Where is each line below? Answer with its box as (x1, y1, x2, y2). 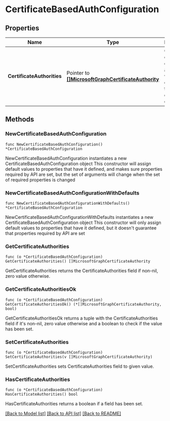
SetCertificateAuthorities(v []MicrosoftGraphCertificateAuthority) (5, 354, 153, 359)
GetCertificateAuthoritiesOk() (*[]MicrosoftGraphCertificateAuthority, (5, 301, 162, 307)
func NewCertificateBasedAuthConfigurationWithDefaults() (5, 201, 130, 206)
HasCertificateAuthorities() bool (5, 392, 78, 397)
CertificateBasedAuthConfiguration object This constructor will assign (5, 161, 151, 167)
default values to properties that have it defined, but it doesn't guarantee (5, 224, 157, 231)
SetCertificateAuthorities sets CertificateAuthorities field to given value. (5, 363, 154, 369)
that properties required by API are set (5, 230, 85, 236)
